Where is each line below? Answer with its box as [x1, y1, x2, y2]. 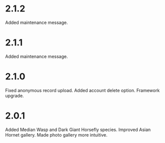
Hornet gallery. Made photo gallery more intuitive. [5, 132, 107, 138]
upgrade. [5, 93, 24, 99]
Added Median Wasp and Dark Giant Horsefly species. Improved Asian [5, 127, 151, 133]
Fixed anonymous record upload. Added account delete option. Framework [5, 87, 160, 93]
